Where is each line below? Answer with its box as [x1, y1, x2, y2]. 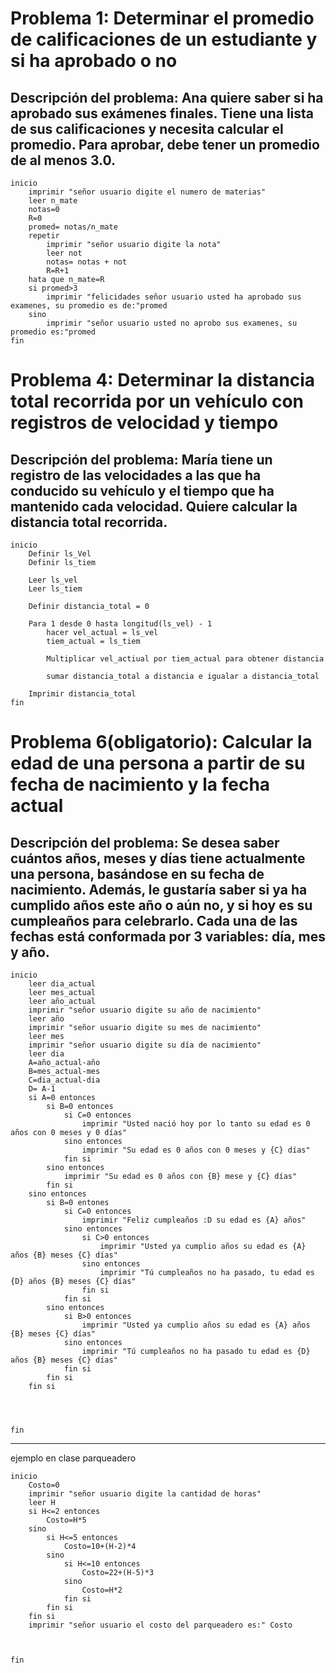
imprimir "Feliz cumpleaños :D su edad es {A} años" [81, 1215, 307, 1225]
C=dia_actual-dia [28, 1075, 101, 1085]
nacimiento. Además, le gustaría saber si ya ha [10, 881, 308, 898]
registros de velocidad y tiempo [10, 412, 279, 434]
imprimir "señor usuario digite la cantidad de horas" [28, 1489, 262, 1499]
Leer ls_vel [28, 575, 78, 585]
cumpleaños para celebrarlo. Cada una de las [10, 912, 298, 929]
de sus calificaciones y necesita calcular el [10, 120, 284, 137]
